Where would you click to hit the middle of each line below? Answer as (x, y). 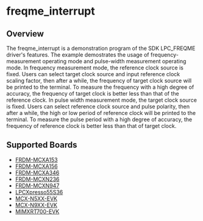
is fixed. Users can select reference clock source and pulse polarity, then (98, 107)
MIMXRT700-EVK (37, 211)
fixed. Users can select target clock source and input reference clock (93, 74)
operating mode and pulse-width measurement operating (114, 61)
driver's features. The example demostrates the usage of (78, 55)
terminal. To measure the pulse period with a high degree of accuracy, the (99, 119)
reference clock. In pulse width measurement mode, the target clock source (101, 100)
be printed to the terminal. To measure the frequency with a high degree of (100, 87)
